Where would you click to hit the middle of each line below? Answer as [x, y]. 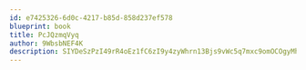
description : [34, 52]
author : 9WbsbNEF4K [46, 43]
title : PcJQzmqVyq [44, 35]
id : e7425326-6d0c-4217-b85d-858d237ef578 [91, 18]
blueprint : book [40, 26]
